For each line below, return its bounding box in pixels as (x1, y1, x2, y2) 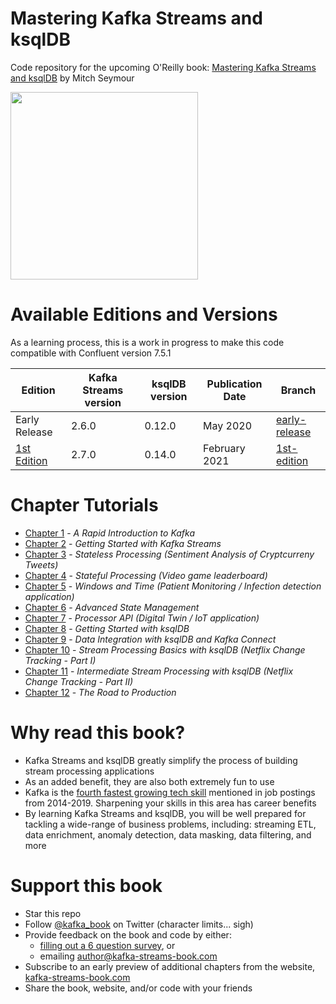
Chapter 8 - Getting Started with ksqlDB (24, 622, 190, 634)
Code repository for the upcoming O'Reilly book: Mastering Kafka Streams (10, 61, 317, 73)
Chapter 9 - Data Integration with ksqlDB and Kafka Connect (24, 633, 277, 645)
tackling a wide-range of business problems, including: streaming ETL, (24, 818, 317, 830)
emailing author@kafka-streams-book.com (39, 950, 218, 962)
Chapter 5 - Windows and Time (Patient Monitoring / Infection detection (24, 580, 322, 592)
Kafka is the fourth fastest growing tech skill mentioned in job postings (24, 786, 316, 798)
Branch (280, 383, 317, 397)
